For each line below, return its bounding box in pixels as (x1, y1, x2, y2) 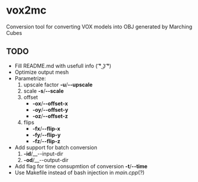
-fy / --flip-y (32, 131, 61, 138)
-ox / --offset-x (32, 100, 68, 107)
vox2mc (6, 4, 47, 17)
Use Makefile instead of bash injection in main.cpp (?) (14, 169, 145, 176)
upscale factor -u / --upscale (23, 81, 93, 88)
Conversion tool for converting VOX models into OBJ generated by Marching (6, 23, 193, 30)
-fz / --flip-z (32, 137, 61, 145)
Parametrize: (14, 74, 46, 82)
